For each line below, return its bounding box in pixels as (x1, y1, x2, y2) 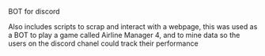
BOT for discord (8, 7, 61, 16)
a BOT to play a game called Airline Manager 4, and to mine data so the (8, 31, 240, 39)
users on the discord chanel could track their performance (8, 39, 199, 48)
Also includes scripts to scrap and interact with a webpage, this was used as (8, 22, 258, 31)
